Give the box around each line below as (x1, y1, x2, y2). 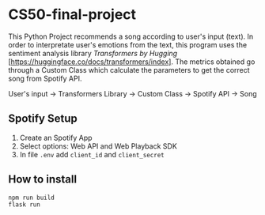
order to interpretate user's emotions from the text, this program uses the (8, 40, 248, 49)
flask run (8, 200, 41, 209)
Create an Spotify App (19, 133, 93, 142)
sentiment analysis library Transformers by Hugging (8, 48, 178, 58)
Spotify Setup (8, 112, 78, 126)
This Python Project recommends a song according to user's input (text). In (8, 32, 254, 41)
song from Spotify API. (8, 74, 82, 83)
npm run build (8, 194, 55, 202)
